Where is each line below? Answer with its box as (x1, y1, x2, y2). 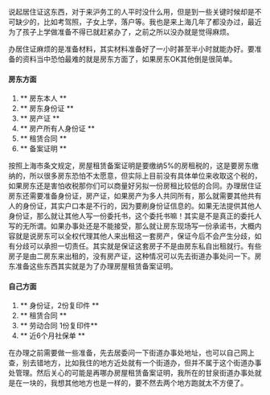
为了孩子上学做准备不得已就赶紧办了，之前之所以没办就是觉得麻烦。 (8, 27, 234, 36)
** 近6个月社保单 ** (19, 331, 86, 340)
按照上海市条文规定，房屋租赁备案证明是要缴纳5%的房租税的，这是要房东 (8, 161, 252, 171)
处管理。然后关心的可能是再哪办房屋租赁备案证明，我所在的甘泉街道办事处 (8, 368, 255, 378)
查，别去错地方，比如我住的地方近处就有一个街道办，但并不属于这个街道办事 (8, 358, 262, 368)
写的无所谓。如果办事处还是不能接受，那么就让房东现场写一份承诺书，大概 (8, 221, 255, 231)
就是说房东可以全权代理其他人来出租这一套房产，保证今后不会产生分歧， (14, 232, 255, 241)
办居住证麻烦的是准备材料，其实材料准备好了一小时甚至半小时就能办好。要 (8, 44, 255, 54)
